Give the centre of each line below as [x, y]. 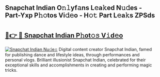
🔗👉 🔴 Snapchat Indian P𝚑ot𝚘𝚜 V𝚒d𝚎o [64, 35]
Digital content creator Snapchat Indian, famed [105, 49]
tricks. [11, 70]
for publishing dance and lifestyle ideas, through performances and [72, 55]
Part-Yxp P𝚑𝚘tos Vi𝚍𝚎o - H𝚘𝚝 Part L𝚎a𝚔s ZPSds [80, 16]
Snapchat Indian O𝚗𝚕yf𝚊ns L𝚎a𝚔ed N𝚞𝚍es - [73, 8]
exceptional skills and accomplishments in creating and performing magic [79, 65]
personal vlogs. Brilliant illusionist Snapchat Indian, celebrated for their [75, 60]
